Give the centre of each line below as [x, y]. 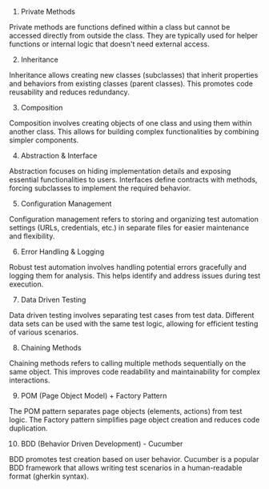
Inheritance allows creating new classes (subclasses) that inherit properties [134, 75]
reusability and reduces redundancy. [70, 92]
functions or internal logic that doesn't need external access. [110, 44]
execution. [26, 284]
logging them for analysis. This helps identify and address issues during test [135, 276]
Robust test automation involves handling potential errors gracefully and [128, 267]
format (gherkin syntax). [49, 476]
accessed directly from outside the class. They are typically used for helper [134, 36]
